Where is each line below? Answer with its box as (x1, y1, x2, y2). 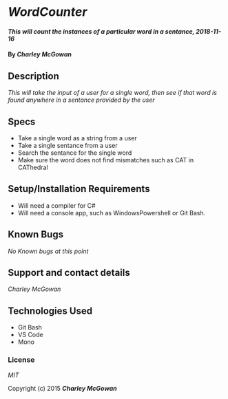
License (8, 355, 35, 365)
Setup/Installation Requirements (8, 183, 150, 195)
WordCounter (8, 4, 87, 20)
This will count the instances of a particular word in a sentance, (8, 27, 195, 35)
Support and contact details (8, 267, 130, 279)
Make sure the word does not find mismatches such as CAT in (17, 156, 194, 164)
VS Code (17, 331, 43, 339)
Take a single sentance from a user (17, 142, 118, 149)
